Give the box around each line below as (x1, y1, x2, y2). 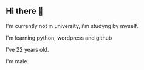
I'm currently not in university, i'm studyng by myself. (5, 22, 139, 29)
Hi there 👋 (5, 6, 44, 16)
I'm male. (5, 57, 29, 65)
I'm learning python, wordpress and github (5, 34, 112, 41)
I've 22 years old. (5, 46, 49, 53)
